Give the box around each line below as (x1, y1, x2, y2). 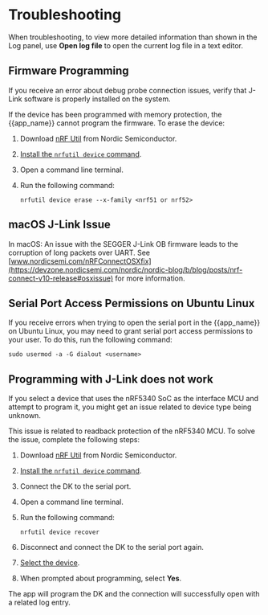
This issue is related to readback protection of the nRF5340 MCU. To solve (8, 426, 255, 436)
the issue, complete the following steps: (8, 435, 140, 445)
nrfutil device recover (19, 528, 100, 536)
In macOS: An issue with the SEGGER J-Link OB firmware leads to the (8, 239, 238, 248)
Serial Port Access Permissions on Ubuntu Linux (8, 296, 255, 310)
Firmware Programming (8, 64, 130, 78)
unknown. (8, 411, 42, 420)
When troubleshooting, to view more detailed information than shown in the (8, 32, 258, 42)
